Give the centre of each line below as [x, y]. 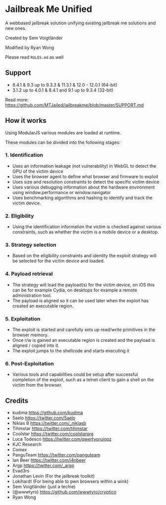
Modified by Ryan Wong [30, 47]
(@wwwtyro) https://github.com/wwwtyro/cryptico [64, 492]
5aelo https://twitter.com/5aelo [44, 418]
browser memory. [30, 335]
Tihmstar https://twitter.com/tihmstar [50, 428]
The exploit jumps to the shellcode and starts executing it [71, 351]
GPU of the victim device [38, 171]
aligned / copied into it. [36, 346]
